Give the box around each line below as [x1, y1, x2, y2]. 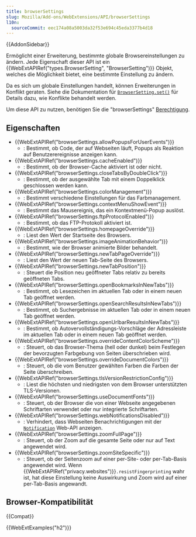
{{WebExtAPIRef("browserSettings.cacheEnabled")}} [14, 157, 142, 164]
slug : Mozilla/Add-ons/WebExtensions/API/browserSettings [6, 14, 150, 20]
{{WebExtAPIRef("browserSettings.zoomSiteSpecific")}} [14, 449, 150, 456]
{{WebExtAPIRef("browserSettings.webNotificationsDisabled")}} [14, 412, 170, 419]
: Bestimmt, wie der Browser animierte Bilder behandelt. [23, 244, 158, 252]
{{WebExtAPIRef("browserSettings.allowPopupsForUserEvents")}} [14, 139, 174, 146]
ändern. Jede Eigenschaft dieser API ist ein [6, 58, 110, 66]
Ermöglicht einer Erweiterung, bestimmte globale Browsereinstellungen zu [6, 52, 185, 59]
